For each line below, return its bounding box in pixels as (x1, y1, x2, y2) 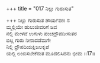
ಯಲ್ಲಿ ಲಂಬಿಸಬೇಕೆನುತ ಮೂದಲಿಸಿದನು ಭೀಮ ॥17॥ (6, 50, 96, 57)
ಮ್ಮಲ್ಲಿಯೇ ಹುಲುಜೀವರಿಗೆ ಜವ (6, 24, 57, 30)
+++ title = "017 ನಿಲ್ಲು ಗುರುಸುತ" (6, 5, 74, 12)
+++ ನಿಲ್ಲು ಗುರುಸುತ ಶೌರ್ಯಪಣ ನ (6, 17, 70, 24)
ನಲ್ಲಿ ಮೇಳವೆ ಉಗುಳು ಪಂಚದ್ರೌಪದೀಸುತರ (6, 30, 77, 37)
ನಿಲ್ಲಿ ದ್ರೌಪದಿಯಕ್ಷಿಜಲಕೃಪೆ (6, 44, 49, 50)
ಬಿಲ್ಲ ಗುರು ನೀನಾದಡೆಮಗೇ (6, 37, 51, 44)
